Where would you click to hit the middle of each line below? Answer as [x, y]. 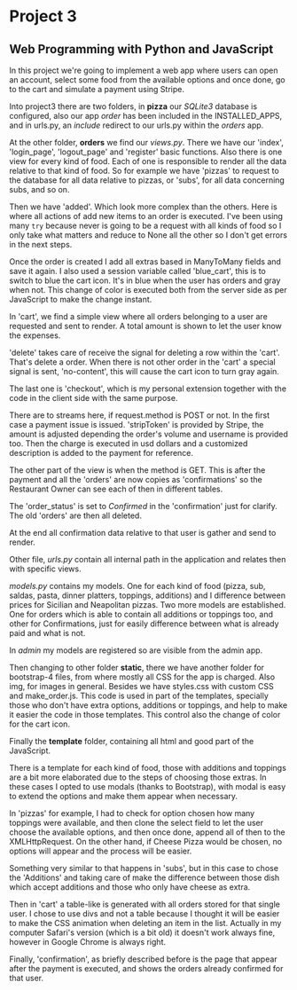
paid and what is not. [47, 633]
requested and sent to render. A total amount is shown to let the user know [145, 326]
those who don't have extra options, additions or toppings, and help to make [148, 705]
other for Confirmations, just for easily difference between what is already [144, 624]
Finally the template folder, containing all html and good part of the [132, 741]
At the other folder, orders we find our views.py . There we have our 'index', [146, 142]
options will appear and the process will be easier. [101, 851]
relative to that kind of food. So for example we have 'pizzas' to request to [144, 171]
